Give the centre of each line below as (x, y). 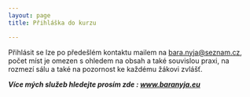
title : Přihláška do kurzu (52, 23)
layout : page (29, 15)
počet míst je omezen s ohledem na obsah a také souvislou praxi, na (119, 61)
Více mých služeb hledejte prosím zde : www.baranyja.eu (104, 84)
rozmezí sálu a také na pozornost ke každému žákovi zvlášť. (105, 69)
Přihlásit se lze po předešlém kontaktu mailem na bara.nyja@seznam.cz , (125, 52)
